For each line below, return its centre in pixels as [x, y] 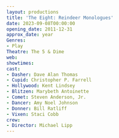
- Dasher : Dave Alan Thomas [42, 74]
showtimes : [20, 63]
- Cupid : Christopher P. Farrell [49, 80]
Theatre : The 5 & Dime [35, 52]
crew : [13, 120]
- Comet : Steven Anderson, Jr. [46, 97]
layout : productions [33, 12]
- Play [15, 46]
